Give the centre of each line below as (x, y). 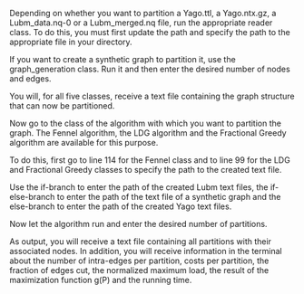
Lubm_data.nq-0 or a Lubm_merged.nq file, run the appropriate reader (141, 23)
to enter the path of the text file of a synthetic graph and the (169, 197)
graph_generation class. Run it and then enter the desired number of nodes (150, 69)
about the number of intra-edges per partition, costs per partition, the (139, 261)
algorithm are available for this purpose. (84, 142)
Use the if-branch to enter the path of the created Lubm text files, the (139, 187)
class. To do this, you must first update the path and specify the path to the (150, 32)
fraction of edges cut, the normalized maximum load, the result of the (139, 270)
